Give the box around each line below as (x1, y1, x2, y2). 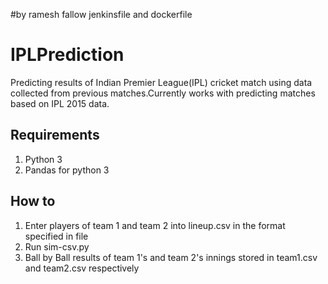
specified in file (24, 230, 89, 242)
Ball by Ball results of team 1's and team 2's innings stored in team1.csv (24, 251, 318, 263)
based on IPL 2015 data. (10, 97, 110, 109)
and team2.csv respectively (24, 262, 140, 274)
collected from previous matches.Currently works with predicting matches (10, 87, 316, 99)
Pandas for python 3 (24, 164, 110, 176)
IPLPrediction (10, 44, 125, 66)
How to (10, 193, 56, 210)
